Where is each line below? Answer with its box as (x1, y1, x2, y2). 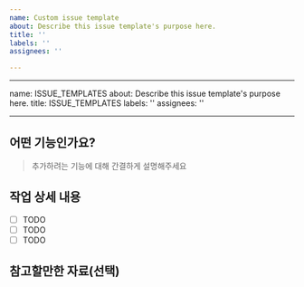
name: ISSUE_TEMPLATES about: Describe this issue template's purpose (9, 88, 280, 100)
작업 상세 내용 (9, 189, 81, 205)
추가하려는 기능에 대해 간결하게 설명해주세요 (31, 160, 187, 171)
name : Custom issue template (9, 13, 119, 23)
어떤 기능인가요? (9, 135, 96, 150)
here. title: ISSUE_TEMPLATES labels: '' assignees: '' (9, 98, 204, 109)
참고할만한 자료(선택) (9, 263, 120, 279)
